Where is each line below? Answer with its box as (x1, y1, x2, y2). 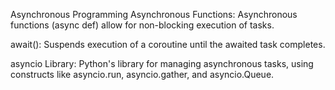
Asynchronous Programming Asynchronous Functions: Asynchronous (10, 9, 298, 20)
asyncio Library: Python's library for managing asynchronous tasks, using (10, 58, 314, 69)
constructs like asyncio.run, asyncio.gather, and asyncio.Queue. (10, 69, 275, 80)
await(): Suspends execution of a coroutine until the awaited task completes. (10, 39, 326, 50)
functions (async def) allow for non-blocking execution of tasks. (10, 19, 275, 31)
